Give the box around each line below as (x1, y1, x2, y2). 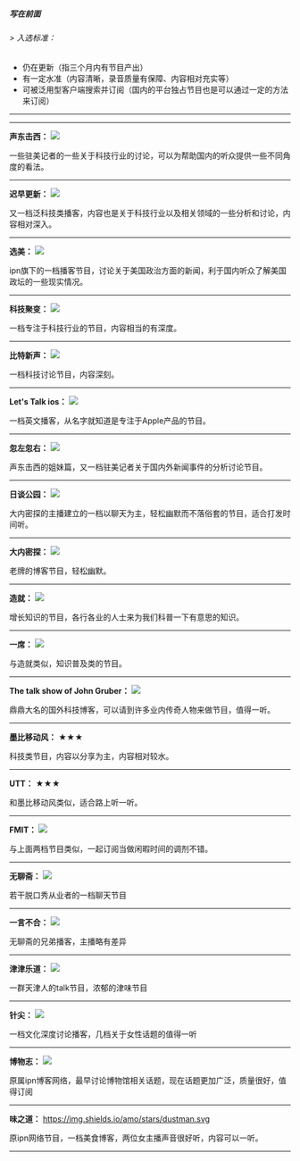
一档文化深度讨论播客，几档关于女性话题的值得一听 (9, 1028, 197, 1040)
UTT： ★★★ (9, 778, 61, 789)
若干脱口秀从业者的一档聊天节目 (9, 890, 127, 900)
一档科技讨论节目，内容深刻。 (9, 369, 119, 380)
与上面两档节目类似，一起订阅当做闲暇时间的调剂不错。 (9, 843, 212, 854)
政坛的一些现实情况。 (9, 276, 87, 287)
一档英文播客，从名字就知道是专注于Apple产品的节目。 (9, 415, 212, 426)
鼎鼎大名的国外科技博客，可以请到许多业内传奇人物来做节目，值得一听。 (9, 704, 275, 714)
